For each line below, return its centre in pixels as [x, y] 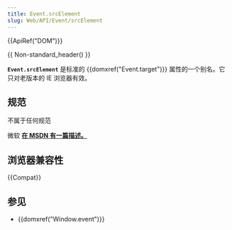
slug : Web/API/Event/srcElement [55, 21]
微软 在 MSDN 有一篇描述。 [47, 136]
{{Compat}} [24, 178]
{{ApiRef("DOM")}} [35, 40]
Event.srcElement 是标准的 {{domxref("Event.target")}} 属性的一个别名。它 [116, 69]
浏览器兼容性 [35, 160]
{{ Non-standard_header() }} [49, 54]
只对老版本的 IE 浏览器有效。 [49, 78]
